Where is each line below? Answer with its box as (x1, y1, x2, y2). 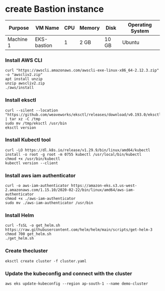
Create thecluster (5, 248, 48, 255)
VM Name (35, 24, 59, 31)
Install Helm (5, 212, 34, 219)
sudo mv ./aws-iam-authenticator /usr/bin (5, 201, 93, 206)
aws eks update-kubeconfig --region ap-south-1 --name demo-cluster (5, 281, 148, 287)
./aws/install (5, 85, 34, 90)
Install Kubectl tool (5, 137, 51, 144)
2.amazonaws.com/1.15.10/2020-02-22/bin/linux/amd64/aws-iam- (5, 187, 135, 193)
